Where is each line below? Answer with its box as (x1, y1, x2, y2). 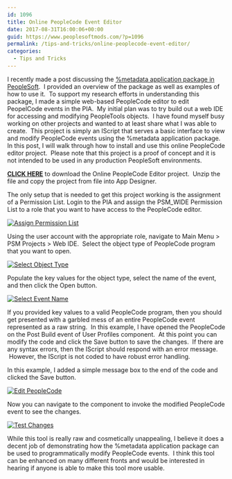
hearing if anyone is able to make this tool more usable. (7, 464, 165, 472)
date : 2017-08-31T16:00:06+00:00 (7, 26, 104, 33)
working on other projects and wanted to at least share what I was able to (7, 119, 217, 128)
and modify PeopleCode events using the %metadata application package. (7, 134, 221, 142)
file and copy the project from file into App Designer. (7, 177, 157, 185)
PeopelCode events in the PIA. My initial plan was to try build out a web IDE (7, 104, 224, 112)
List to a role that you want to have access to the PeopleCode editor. (7, 205, 202, 213)
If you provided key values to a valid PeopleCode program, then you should (7, 308, 222, 316)
